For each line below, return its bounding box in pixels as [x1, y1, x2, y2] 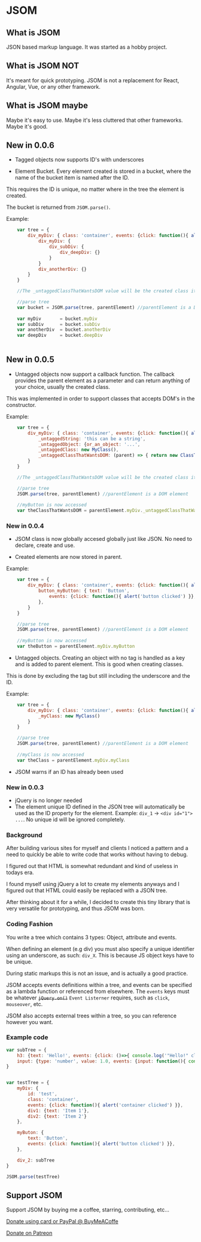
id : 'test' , [28, 1091, 58, 1097]
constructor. [6, 401, 36, 408]
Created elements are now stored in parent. [14, 553, 123, 561]
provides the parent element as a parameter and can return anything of [14, 376, 190, 384]
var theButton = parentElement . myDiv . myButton [17, 644, 135, 650]
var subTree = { [6, 1047, 47, 1053]
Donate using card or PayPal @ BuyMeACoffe [6, 1218, 118, 1225]
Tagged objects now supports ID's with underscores [14, 156, 145, 163]
